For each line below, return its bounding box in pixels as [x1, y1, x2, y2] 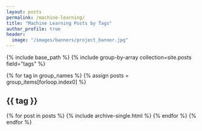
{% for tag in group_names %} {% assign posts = [6, 72, 129, 79]
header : [6, 32, 26, 38]
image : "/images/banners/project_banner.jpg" [11, 37, 129, 43]
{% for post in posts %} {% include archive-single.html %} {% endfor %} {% [6, 112, 197, 119]
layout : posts [6, 8, 42, 15]
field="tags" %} [6, 60, 46, 67]
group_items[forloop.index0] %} [6, 78, 86, 86]
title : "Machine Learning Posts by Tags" [6, 20, 112, 26]
